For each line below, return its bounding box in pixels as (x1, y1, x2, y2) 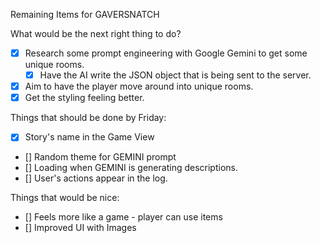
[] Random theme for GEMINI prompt (24, 151, 177, 163)
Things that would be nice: (10, 192, 120, 204)
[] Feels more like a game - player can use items (24, 211, 223, 223)
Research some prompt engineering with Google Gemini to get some (24, 47, 308, 59)
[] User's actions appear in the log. (24, 172, 168, 184)
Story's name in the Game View (24, 131, 155, 143)
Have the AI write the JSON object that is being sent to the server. (39, 69, 312, 81)
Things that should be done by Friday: (10, 112, 167, 124)
